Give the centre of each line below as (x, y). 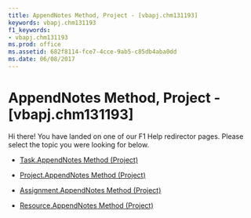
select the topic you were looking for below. (79, 144)
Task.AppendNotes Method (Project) (79, 160)
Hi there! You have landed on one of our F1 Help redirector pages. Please (126, 136)
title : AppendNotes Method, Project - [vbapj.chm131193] (103, 15)
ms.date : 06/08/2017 (42, 60)
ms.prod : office (35, 45)
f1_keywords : (29, 30)
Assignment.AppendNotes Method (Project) (90, 190)
